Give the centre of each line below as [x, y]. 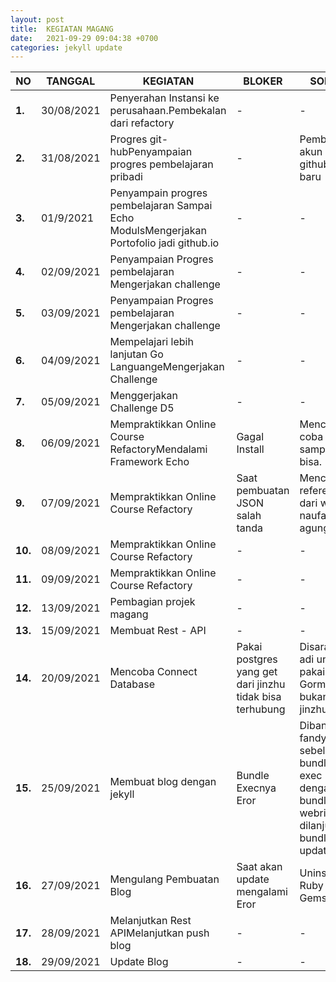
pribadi [126, 177]
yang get [257, 672]
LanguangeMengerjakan [167, 367]
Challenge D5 [142, 408]
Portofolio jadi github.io [164, 243]
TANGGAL [71, 81]
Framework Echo [149, 462]
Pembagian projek [152, 602]
